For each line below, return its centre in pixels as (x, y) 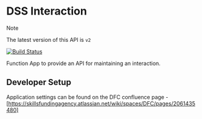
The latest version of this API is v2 (49, 39)
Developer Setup (39, 82)
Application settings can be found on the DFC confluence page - (87, 97)
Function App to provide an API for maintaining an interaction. (84, 63)
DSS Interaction (47, 11)
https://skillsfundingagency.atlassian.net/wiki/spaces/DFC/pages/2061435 (102, 103)
